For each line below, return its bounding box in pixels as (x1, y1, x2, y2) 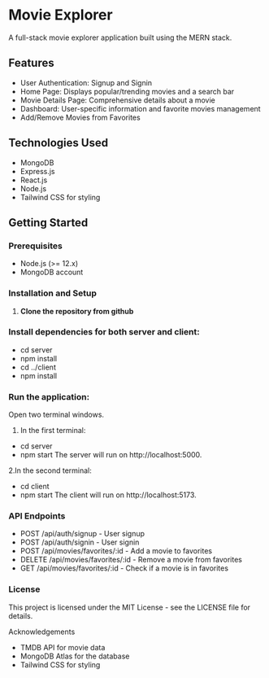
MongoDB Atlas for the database (20, 651, 130, 661)
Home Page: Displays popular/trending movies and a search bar (20, 86, 235, 96)
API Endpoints (8, 510, 66, 522)
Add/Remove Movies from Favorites (20, 112, 141, 122)
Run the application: (8, 391, 90, 402)
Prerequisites (8, 240, 63, 252)
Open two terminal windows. (8, 409, 104, 420)
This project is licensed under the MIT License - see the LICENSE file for (8, 602, 250, 612)
